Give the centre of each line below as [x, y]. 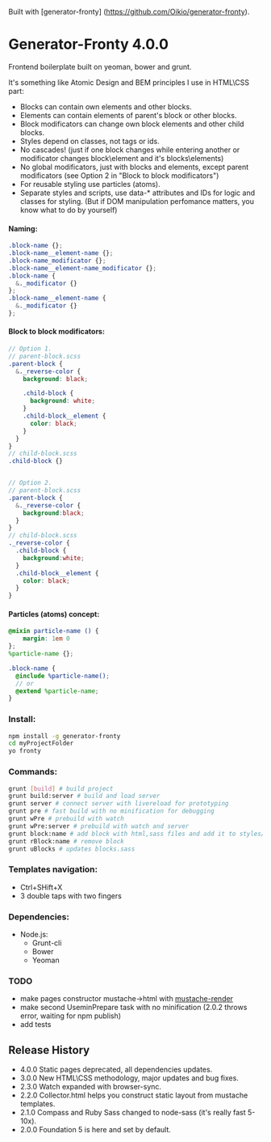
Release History [49, 1050]
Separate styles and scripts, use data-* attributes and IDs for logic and [138, 193]
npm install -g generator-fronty [65, 736]
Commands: [33, 772]
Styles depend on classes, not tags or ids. [90, 141]
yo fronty [25, 751]
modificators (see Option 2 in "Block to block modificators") [119, 175]
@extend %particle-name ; [57, 691]
